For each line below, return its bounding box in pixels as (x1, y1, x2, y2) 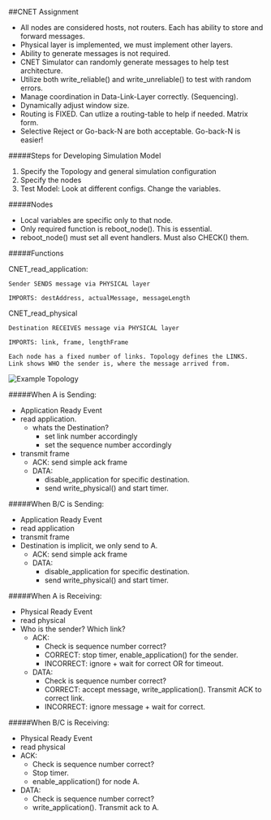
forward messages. (19, 32, 85, 41)
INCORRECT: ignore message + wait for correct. (44, 702, 205, 711)
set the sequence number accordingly (44, 440, 172, 450)
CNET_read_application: (8, 264, 88, 273)
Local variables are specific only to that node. (19, 216, 173, 225)
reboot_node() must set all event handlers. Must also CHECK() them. (19, 233, 249, 242)
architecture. (19, 66, 63, 76)
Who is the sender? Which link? (19, 624, 126, 634)
